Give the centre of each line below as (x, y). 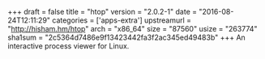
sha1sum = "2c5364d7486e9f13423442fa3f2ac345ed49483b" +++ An (127, 37)
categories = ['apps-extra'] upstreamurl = (122, 20)
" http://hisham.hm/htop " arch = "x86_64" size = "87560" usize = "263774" (132, 29)
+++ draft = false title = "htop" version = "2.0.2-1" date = (103, 12)
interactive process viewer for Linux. (68, 46)
